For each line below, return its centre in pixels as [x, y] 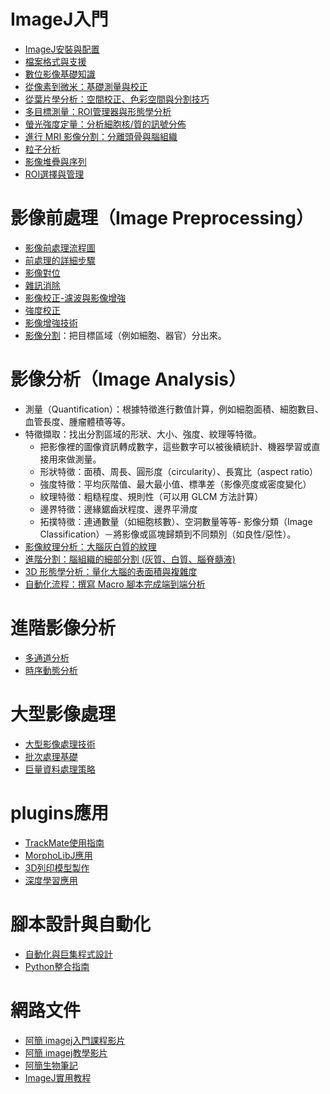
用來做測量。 [75, 459]
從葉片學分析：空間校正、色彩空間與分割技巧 [117, 99]
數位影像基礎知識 [60, 74]
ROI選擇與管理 [54, 174]
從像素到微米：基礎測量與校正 [86, 86]
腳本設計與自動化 [81, 924]
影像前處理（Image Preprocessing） [162, 218]
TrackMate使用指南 [64, 842]
